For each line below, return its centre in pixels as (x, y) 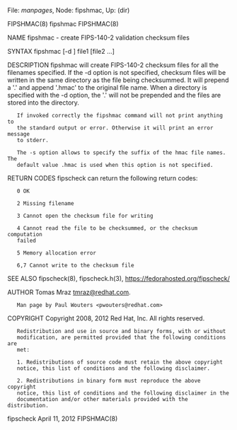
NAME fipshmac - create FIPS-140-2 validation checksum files (98, 37)
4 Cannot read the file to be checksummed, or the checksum (107, 228)
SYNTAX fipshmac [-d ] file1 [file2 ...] (61, 51)
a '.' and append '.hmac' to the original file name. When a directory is (107, 87)
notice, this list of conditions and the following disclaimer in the (123, 393)
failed (27, 240)
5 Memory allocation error (57, 253)
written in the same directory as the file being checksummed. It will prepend (118, 80)
